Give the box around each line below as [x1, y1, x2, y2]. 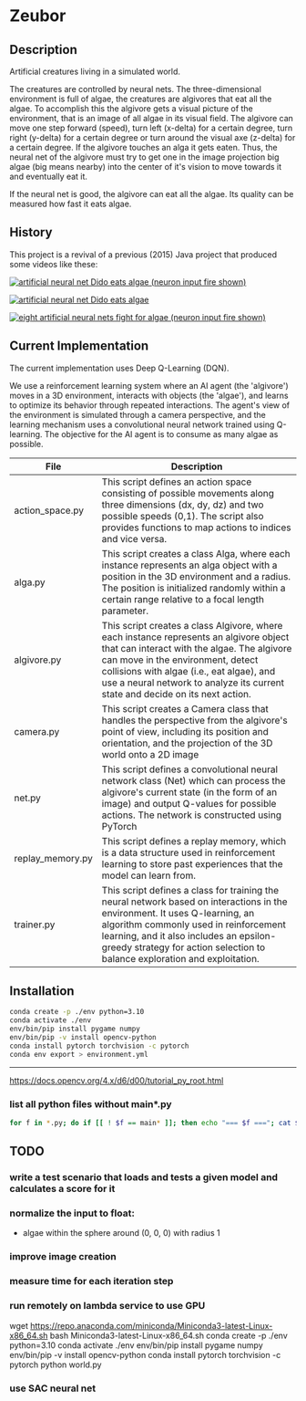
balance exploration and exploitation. [101, 952, 260, 965]
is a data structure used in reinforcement [101, 846, 276, 859]
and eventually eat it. [9, 171, 88, 182]
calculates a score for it [9, 1183, 116, 1196]
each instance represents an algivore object [101, 631, 290, 643]
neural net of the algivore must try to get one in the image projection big [9, 152, 280, 162]
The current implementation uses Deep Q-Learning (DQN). [9, 362, 229, 373]
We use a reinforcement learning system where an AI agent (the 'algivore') [9, 380, 289, 391]
